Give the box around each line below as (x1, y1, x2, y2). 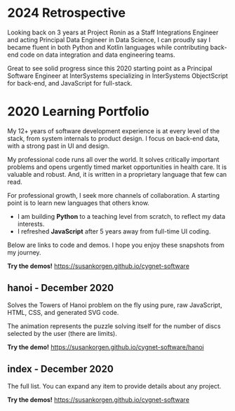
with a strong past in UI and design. (7, 142, 110, 150)
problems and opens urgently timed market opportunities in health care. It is (7, 163, 227, 171)
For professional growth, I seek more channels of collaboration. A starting (7, 191, 220, 199)
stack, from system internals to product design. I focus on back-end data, (7, 134, 220, 142)
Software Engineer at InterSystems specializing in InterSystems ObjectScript (7, 72, 228, 80)
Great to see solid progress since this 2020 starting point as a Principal (7, 64, 213, 72)
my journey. (7, 248, 41, 257)
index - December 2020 (7, 363, 114, 375)
